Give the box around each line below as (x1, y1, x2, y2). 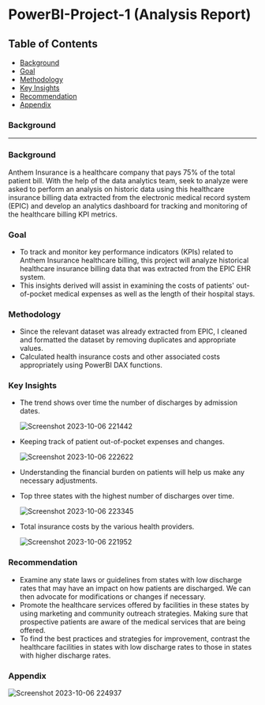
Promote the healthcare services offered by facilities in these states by (19, 600, 250, 609)
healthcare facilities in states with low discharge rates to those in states (19, 642, 252, 651)
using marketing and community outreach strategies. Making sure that (19, 609, 248, 618)
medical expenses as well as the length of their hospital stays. (54, 288, 256, 298)
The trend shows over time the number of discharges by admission (19, 398, 238, 408)
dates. (19, 406, 41, 416)
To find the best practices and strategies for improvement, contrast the (19, 634, 251, 643)
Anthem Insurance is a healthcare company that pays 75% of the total (8, 168, 235, 177)
